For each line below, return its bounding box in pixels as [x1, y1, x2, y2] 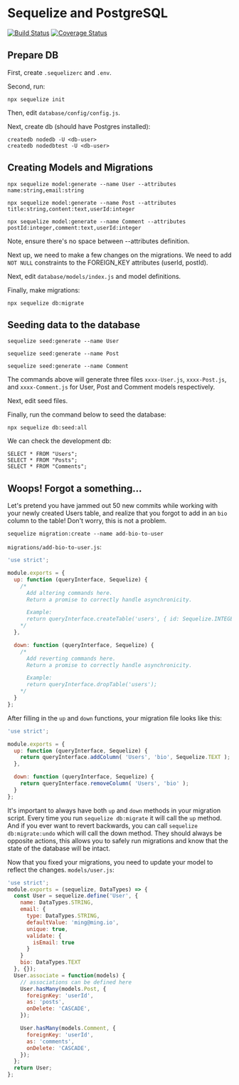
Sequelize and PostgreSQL [7, 5, 169, 21]
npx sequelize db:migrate [7, 300, 84, 307]
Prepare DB [7, 49, 59, 61]
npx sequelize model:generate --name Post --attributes [7, 199, 176, 206]
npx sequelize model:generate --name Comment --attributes [7, 218, 186, 225]
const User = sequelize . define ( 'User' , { [14, 892, 139, 900]
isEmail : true [33, 939, 75, 946]
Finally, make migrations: [7, 285, 80, 294]
